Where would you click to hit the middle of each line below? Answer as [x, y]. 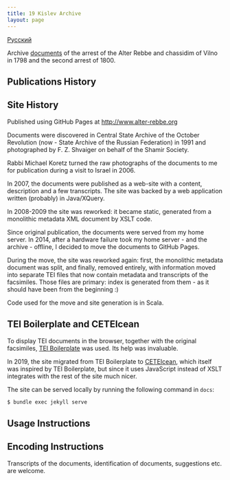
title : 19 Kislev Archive [44, 13]
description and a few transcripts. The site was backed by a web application [115, 190]
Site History [33, 105]
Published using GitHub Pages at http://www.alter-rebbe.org [92, 122]
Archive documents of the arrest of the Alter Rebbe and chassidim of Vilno [113, 53]
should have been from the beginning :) [63, 289]
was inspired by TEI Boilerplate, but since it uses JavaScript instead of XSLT [115, 369]
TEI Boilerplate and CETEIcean [73, 324]
